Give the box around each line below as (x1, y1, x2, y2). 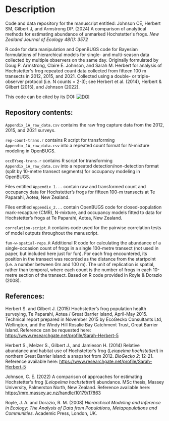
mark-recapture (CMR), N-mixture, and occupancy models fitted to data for (5, 209, 162, 216)
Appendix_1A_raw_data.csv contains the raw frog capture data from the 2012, (5, 121, 164, 128)
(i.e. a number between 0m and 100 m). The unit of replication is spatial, (5, 261, 155, 267)
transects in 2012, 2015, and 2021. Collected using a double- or (5, 73, 137, 79)
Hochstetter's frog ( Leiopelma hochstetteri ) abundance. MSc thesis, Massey (5, 378, 164, 385)
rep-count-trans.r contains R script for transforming (5, 137, 115, 143)
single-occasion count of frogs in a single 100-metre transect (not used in (5, 245, 159, 251)
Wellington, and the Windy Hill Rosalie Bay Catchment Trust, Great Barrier (5, 321, 158, 327)
